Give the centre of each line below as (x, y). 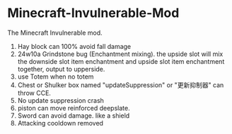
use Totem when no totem (56, 77)
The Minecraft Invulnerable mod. (55, 33)
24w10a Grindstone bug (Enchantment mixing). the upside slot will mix (120, 54)
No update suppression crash (61, 100)
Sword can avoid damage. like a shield (74, 116)
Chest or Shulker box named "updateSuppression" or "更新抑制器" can (121, 85)
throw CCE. (34, 93)
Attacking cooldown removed (60, 123)
